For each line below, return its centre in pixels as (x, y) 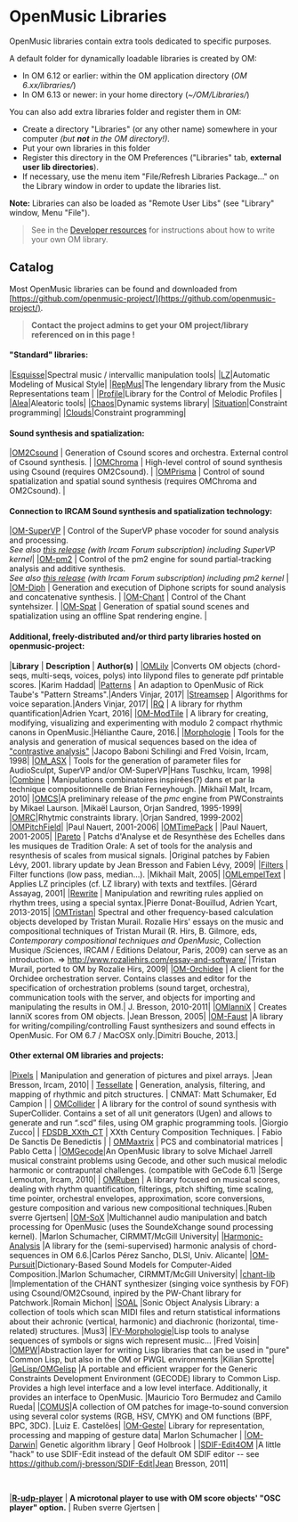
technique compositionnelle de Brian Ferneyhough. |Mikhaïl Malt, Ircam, (141, 789)
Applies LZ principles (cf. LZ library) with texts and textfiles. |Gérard (133, 883)
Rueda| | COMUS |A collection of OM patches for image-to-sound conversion (149, 1406)
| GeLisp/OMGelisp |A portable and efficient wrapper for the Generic (133, 1369)
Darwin (22, 1444)
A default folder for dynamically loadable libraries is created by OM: (133, 58)
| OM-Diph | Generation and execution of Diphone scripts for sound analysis (148, 588)
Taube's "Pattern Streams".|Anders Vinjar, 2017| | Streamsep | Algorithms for (149, 694)
